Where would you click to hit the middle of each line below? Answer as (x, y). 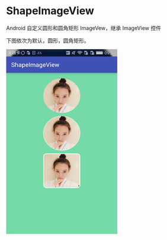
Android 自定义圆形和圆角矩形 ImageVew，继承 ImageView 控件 (84, 28)
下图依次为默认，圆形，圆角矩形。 (48, 40)
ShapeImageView (50, 11)
